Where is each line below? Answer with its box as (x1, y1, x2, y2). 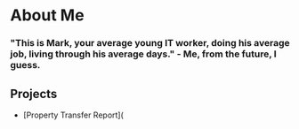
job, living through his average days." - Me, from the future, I (10, 48, 277, 60)
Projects (10, 86, 58, 102)
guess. (10, 59, 41, 72)
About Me (10, 5, 85, 26)
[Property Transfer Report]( (22, 110, 124, 120)
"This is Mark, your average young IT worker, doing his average (10, 37, 290, 49)
